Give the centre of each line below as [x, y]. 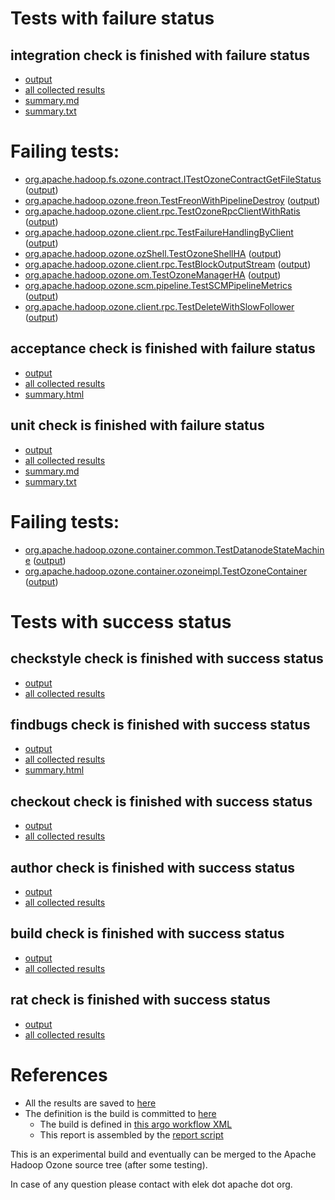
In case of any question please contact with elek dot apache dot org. [151, 1184]
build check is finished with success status [147, 933]
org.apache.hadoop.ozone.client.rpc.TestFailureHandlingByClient [159, 232]
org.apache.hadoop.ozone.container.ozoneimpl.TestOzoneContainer [166, 571]
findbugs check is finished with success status [160, 724]
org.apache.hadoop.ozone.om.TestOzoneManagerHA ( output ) [153, 274]
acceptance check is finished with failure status [163, 348]
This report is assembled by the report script [131, 1134]
